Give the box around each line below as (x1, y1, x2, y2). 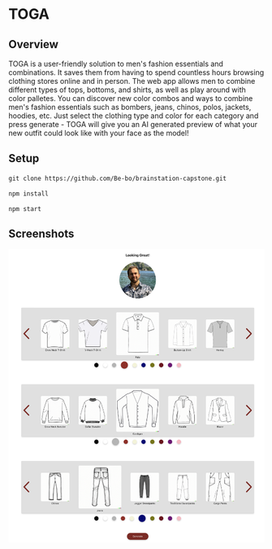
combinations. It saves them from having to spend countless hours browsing (8, 68, 265, 77)
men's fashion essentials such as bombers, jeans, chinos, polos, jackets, (8, 103, 252, 112)
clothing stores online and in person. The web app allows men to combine (8, 77, 256, 86)
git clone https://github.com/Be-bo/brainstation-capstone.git (8, 174, 227, 182)
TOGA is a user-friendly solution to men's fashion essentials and (8, 59, 223, 68)
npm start (8, 204, 42, 213)
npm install (8, 189, 49, 198)
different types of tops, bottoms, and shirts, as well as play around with (8, 85, 246, 94)
